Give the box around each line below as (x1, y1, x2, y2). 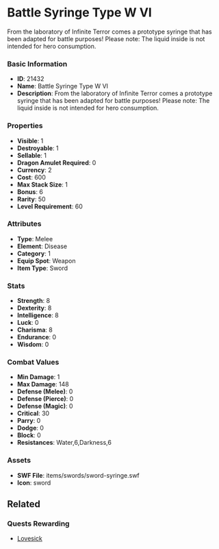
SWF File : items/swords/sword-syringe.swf (16, 471, 140, 479)
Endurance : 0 (16, 333, 57, 341)
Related (7, 498, 41, 510)
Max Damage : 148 (16, 380, 70, 389)
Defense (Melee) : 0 (16, 387, 73, 395)
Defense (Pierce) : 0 (16, 395, 74, 403)
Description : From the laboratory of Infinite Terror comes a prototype (16, 89, 213, 97)
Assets (7, 456, 31, 465)
